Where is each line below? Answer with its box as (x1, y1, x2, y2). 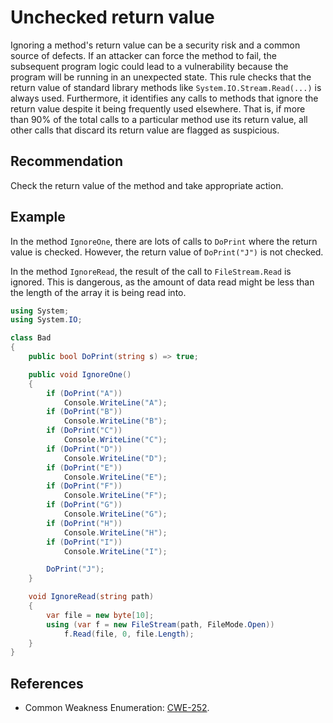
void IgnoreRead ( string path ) (28, 592, 155, 602)
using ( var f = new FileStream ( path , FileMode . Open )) (46, 619, 275, 630)
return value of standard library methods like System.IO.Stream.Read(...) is (10, 81, 322, 93)
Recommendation (10, 153, 123, 170)
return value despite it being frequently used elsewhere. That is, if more (10, 102, 306, 115)
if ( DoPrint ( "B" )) (46, 407, 123, 417)
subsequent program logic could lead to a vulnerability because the (10, 60, 289, 72)
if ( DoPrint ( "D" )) (46, 444, 123, 454)
